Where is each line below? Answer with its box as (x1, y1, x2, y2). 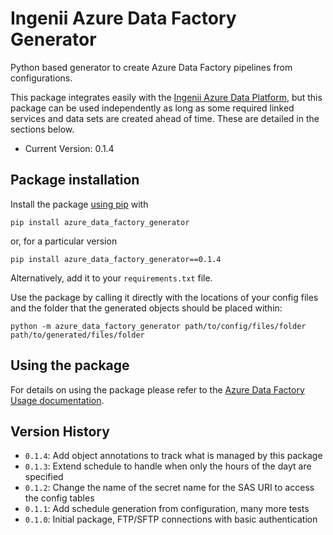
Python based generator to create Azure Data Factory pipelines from (10, 61, 293, 73)
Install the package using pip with (10, 198, 149, 210)
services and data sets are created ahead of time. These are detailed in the (10, 112, 320, 124)
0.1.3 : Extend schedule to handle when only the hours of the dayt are (24, 460, 312, 472)
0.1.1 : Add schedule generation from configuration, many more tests (24, 503, 310, 515)
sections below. (10, 123, 75, 135)
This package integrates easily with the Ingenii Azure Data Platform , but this (10, 91, 323, 103)
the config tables (24, 492, 95, 504)
